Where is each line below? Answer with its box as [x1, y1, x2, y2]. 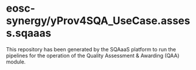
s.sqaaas [6, 27, 51, 40]
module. [6, 58, 26, 65]
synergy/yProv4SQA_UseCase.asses [6, 14, 190, 27]
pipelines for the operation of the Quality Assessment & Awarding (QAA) [6, 52, 180, 59]
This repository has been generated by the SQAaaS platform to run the [6, 45, 177, 52]
